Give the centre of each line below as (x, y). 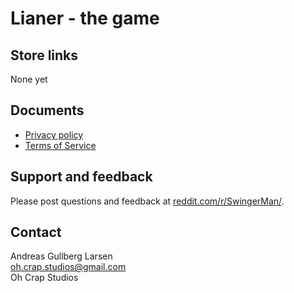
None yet (29, 79)
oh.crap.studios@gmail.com (68, 267)
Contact (36, 232)
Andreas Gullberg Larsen (61, 256)
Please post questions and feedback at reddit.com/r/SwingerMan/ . (147, 201)
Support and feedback (81, 177)
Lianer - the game (85, 18)
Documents (47, 110)
